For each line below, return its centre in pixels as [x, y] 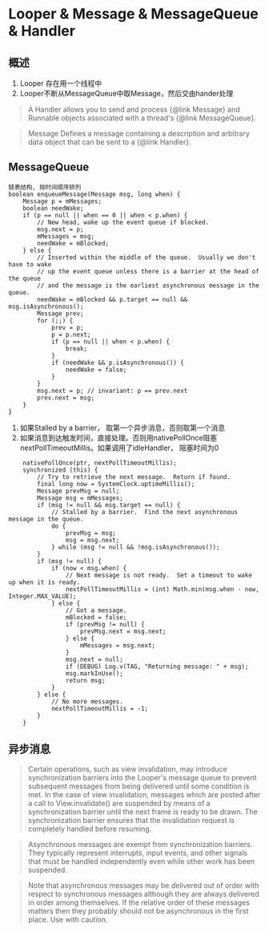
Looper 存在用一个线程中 [61, 83]
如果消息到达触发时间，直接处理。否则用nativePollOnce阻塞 [118, 437]
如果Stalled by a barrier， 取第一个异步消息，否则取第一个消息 [122, 428]
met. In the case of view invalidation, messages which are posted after [144, 794]
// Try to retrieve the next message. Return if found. [134, 477]
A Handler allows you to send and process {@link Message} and [134, 109]
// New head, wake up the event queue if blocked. [123, 222]
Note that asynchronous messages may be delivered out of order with [143, 885]
